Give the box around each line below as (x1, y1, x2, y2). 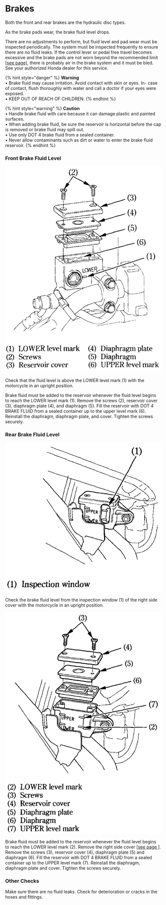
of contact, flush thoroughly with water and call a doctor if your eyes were (5, 85, 157, 91)
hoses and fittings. (5, 894, 43, 900)
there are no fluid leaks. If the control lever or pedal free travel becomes (5, 49, 152, 55)
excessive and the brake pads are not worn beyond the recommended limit (5, 54, 158, 60)
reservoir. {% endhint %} (5, 142, 56, 148)
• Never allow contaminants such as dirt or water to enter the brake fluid (5, 137, 153, 143)
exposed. (5, 90, 24, 96)
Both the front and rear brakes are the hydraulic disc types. (5, 19, 126, 25)
